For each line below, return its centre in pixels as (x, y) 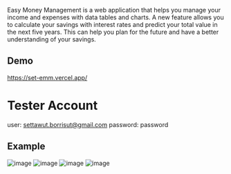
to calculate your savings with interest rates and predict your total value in (112, 25)
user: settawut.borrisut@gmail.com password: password (88, 124)
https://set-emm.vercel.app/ (47, 77)
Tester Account (53, 106)
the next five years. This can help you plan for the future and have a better (113, 32)
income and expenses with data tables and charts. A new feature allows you (115, 17)
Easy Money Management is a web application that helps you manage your (114, 10)
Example (26, 147)
